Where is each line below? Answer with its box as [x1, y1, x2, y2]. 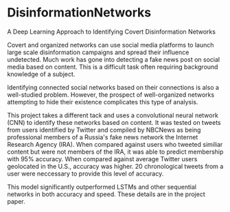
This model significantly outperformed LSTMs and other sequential [7, 182, 197, 191]
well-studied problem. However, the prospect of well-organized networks [7, 91, 215, 99]
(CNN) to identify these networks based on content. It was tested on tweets [7, 118, 221, 126]
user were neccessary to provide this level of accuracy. [7, 169, 164, 178]
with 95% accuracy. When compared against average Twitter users [7, 154, 198, 163]
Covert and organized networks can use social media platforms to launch [7, 40, 214, 49]
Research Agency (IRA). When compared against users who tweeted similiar [7, 140, 223, 148]
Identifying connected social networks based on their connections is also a [7, 83, 220, 91]
